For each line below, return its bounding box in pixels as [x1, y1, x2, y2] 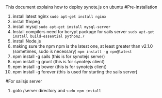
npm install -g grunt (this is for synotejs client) [12, 59, 105, 64]
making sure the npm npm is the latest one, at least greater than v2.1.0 [12, 43, 153, 49]
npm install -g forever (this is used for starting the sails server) [12, 69, 138, 74]
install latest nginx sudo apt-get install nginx [12, 14, 107, 19]
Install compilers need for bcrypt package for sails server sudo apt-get [12, 29, 155, 34]
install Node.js [12, 38, 41, 44]
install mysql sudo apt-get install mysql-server [12, 24, 111, 29]
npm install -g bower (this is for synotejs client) [12, 64, 107, 70]
